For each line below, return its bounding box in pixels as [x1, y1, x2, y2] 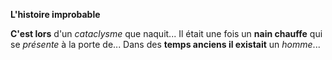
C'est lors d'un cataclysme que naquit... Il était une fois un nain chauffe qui [10, 28, 323, 39]
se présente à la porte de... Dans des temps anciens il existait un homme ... [10, 39, 321, 50]
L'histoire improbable [10, 9, 101, 20]
